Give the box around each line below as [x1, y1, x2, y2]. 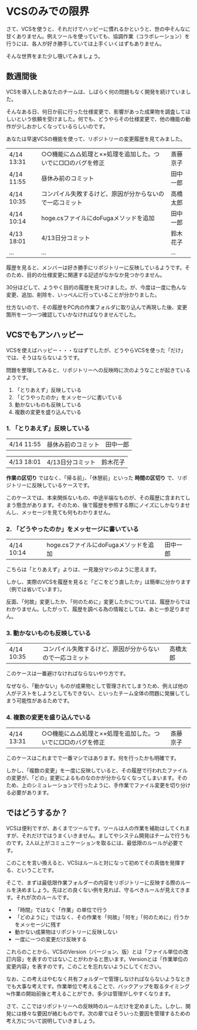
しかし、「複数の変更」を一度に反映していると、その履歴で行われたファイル [6, 766, 188, 774]
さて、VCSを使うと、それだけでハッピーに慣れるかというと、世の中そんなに [6, 25, 191, 32]
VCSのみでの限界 [6, 5, 90, 18]
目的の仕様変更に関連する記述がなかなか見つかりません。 [26, 271, 165, 278]
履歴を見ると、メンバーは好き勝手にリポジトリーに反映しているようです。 [6, 264, 185, 271]
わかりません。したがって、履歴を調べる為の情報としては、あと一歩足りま [6, 606, 185, 613]
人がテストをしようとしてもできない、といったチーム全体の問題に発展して [6, 690, 185, 697]
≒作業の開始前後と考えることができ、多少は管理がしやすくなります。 [6, 990, 174, 997]
